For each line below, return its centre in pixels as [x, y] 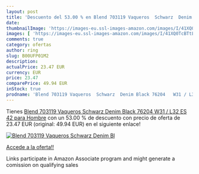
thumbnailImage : [26, 28]
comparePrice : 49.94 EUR [37, 84]
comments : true [25, 39]
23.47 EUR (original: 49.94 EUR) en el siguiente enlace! [73, 124]
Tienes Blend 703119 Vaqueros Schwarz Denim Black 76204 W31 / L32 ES [97, 111]
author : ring [22, 50]
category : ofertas [29, 45]
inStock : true [24, 89]
